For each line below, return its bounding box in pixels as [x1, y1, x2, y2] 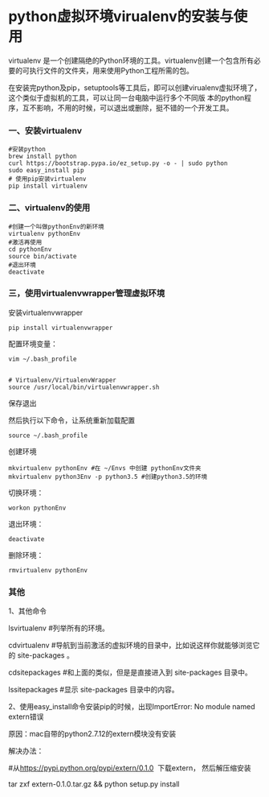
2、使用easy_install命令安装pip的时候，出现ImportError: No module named [8, 702, 255, 712]
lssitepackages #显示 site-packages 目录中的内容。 [8, 685, 179, 695]
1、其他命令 [8, 606, 47, 616]
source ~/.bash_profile [8, 432, 88, 440]
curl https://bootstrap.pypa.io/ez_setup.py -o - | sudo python [8, 159, 228, 167]
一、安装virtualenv [8, 125, 83, 136]
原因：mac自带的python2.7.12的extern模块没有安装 [8, 729, 177, 739]
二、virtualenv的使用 [8, 202, 91, 213]
